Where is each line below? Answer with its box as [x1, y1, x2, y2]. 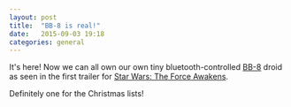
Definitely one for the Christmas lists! [9, 88, 144, 99]
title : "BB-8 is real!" [9, 21, 101, 30]
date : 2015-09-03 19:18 [9, 29, 104, 38]
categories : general [9, 37, 86, 47]
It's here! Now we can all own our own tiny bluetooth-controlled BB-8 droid [9, 62, 283, 73]
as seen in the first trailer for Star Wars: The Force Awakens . [9, 72, 228, 82]
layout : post [9, 12, 57, 22]
